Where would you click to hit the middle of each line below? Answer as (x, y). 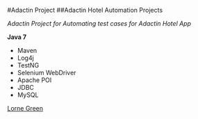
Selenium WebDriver (47, 73)
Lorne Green (25, 108)
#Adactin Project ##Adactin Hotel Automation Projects (85, 10)
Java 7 (17, 37)
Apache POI (34, 80)
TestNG (28, 65)
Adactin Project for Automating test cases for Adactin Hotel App (99, 23)
